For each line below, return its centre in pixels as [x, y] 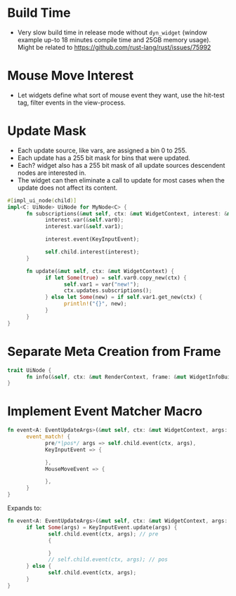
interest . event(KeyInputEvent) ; [92, 239]
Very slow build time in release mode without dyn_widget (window [112, 32]
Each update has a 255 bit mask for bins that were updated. [104, 158]
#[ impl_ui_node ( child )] [42, 200]
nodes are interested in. [52, 173]
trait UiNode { [29, 370]
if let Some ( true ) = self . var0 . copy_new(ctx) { [116, 278]
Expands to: [25, 508]
